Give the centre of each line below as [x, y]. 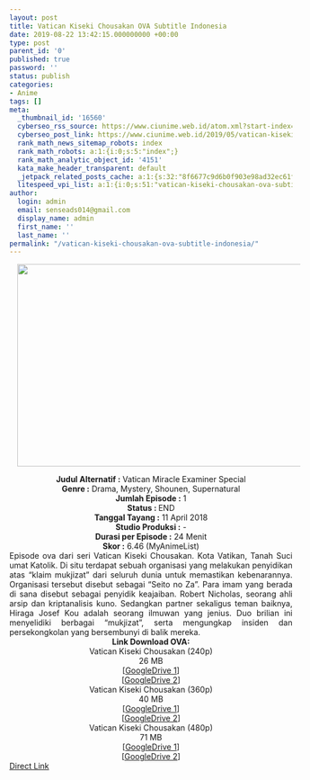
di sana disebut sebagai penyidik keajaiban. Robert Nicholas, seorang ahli [151, 594]
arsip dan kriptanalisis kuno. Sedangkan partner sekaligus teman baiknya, [151, 604]
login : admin [42, 202]
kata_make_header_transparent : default [92, 168]
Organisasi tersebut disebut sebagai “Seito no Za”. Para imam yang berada [151, 585]
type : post [30, 43]
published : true [40, 59]
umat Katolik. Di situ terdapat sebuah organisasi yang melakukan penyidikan [151, 565]
